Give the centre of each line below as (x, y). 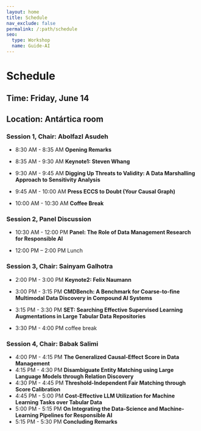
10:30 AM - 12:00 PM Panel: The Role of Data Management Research (103, 233)
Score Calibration (38, 390)
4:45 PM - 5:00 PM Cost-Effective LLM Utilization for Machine (95, 396)
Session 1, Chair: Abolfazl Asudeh (57, 136)
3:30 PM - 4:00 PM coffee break (56, 328)
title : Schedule (27, 18)
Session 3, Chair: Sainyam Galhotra (60, 267)
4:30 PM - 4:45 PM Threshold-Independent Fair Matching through (100, 383)
